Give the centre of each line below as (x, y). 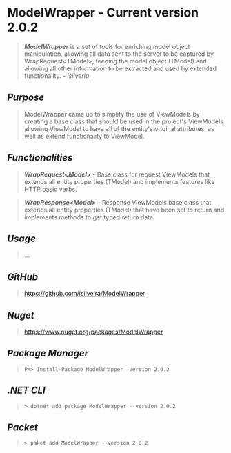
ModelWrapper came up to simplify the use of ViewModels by (112, 114)
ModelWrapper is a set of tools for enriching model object (107, 46)
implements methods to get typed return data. (89, 217)
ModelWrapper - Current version (103, 13)
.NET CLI (27, 391)
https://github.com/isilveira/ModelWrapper (84, 294)
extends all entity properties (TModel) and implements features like (119, 181)
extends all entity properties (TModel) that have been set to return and (124, 210)
